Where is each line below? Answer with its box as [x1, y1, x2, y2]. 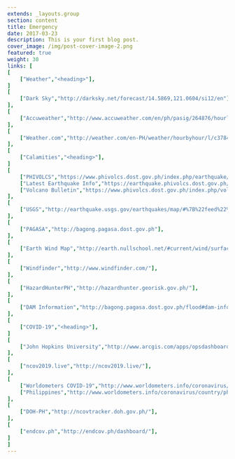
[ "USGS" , [20, 206, 45, 213]
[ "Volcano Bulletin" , [20, 187, 83, 194]
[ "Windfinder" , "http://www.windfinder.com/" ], [20, 265, 158, 272]
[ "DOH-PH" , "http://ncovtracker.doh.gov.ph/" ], [20, 408, 158, 415]
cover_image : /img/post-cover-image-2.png [7, 43, 133, 50]
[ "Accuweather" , [20, 114, 68, 121]
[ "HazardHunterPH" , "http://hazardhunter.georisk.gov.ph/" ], [20, 284, 199, 291]
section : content [7, 17, 58, 24]
